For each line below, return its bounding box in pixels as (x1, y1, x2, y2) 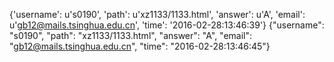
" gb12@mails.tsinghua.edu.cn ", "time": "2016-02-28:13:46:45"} (9, 40, 271, 52)
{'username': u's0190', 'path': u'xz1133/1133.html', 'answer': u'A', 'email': (9, 9, 306, 20)
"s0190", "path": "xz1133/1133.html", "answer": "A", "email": (9, 30, 253, 41)
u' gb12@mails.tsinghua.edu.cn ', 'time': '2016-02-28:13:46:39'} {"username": (9, 19, 325, 31)
